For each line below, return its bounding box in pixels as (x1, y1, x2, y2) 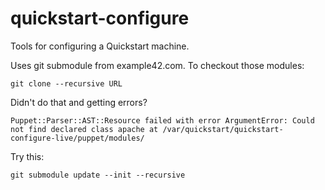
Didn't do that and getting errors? (10, 96, 148, 108)
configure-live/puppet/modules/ (10, 133, 145, 143)
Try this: (10, 150, 45, 162)
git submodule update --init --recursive (10, 170, 186, 180)
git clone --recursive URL (10, 78, 123, 89)
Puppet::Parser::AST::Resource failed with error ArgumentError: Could (10, 115, 315, 126)
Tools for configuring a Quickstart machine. (10, 40, 190, 52)
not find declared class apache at (10, 124, 159, 134)
